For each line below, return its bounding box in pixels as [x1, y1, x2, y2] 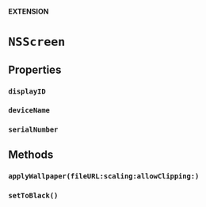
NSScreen [8, 35, 66, 50]
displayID [8, 86, 46, 96]
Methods [8, 148, 54, 161]
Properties [8, 63, 62, 76]
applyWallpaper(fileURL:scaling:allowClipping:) [8, 171, 200, 181]
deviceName [8, 106, 50, 115]
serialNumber [8, 125, 59, 134]
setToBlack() [8, 190, 59, 200]
